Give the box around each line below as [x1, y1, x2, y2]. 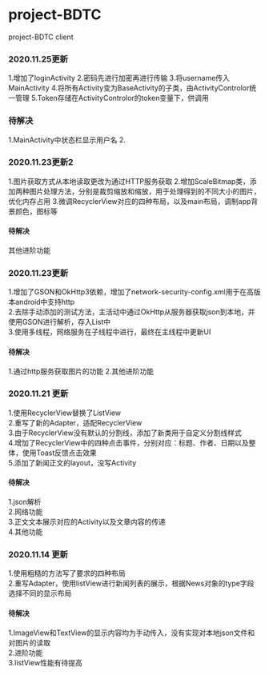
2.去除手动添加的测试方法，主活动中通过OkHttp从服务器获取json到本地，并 [8, 307, 255, 317]
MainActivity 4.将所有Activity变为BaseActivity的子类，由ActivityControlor [8, 83, 250, 93]
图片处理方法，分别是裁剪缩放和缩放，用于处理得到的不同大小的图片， [29, 186, 261, 196]
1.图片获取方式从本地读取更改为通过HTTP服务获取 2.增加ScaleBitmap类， [8, 176, 251, 186]
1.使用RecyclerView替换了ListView [8, 408, 122, 417]
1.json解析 [8, 497, 42, 507]
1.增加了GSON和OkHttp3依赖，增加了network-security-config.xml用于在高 [8, 287, 254, 297]
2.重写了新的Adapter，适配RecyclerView [8, 417, 143, 427]
